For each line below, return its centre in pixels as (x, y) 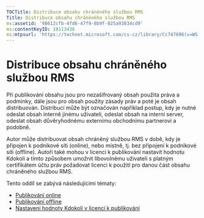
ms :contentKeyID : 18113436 (41, 29)
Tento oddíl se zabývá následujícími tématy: (61, 183)
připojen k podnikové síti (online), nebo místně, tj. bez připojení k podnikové (101, 146)
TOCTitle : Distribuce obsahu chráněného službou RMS (75, 12)
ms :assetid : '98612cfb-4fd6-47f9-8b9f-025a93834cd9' (75, 23)
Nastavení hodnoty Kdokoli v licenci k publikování (78, 208)
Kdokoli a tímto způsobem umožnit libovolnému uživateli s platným (90, 159)
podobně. (18, 127)
